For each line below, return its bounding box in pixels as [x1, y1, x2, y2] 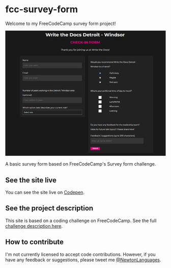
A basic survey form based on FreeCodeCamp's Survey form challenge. [5, 161, 156, 167]
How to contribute [5, 238, 64, 247]
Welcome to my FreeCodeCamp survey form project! [5, 20, 116, 26]
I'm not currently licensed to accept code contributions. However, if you [5, 251, 156, 257]
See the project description [5, 204, 94, 212]
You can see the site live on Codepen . [5, 190, 85, 195]
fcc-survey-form [5, 4, 78, 15]
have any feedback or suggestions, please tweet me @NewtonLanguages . [5, 256, 161, 263]
